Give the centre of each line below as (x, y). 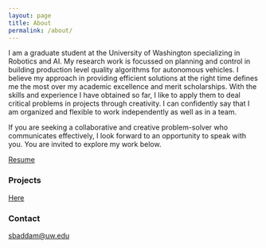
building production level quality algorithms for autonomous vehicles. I (123, 70)
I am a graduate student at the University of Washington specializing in (124, 53)
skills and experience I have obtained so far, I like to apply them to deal (124, 95)
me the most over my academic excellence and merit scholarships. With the (133, 87)
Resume (22, 160)
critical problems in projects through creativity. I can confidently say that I (129, 103)
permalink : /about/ (41, 30)
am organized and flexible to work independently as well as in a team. (123, 112)
